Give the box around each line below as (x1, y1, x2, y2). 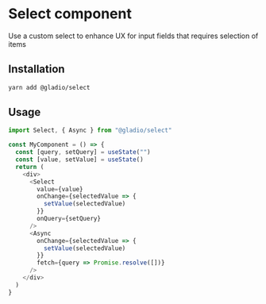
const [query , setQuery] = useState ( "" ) (15, 148, 151, 156)
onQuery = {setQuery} (37, 215, 102, 223)
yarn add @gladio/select (8, 83, 91, 91)
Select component (8, 5, 133, 23)
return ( (15, 163, 44, 171)
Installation (8, 63, 65, 76)
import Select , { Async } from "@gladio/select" (8, 126, 172, 135)
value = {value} (37, 185, 83, 193)
